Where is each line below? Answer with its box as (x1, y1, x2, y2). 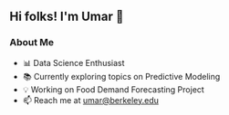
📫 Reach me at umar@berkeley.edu (22, 94, 160, 105)
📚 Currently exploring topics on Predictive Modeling (22, 71, 221, 81)
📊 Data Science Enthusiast (22, 57, 125, 68)
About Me (9, 36, 55, 49)
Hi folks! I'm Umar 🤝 (9, 9, 125, 24)
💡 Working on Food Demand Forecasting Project (22, 83, 205, 95)
